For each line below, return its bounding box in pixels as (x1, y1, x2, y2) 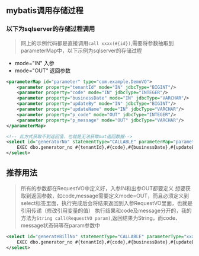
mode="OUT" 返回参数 (14, 67, 71, 74)
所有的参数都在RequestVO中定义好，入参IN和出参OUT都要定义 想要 (20, 184, 185, 191)
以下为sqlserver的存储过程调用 (6, 25, 95, 33)
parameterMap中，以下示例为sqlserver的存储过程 (20, 47, 142, 54)
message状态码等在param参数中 (20, 222, 101, 229)
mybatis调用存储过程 (6, 5, 84, 16)
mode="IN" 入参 (14, 59, 54, 66)
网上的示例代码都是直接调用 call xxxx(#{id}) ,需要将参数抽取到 (20, 39, 174, 46)
